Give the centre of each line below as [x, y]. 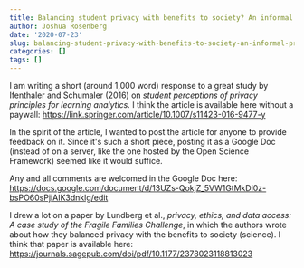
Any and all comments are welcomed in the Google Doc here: [123, 178]
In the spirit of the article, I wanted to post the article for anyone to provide [148, 132]
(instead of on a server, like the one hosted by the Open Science [129, 151]
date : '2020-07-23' [46, 34]
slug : [19, 43]
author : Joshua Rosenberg [58, 26]
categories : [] [38, 52]
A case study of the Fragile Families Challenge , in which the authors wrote [148, 225]
